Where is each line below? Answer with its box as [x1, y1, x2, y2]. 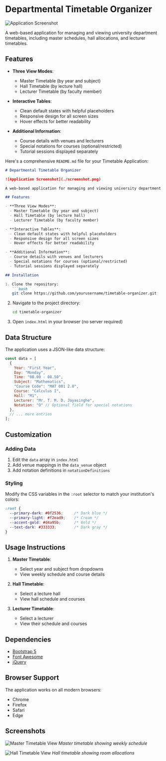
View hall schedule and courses [19, 596, 85, 602]
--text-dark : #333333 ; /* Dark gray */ [9, 525, 108, 530]
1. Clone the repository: [5, 281, 59, 287]
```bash [11, 286, 28, 291]
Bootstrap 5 [12, 649, 37, 655]
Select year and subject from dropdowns [19, 566, 103, 572]
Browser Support [5, 674, 60, 682]
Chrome [12, 696, 29, 703]
